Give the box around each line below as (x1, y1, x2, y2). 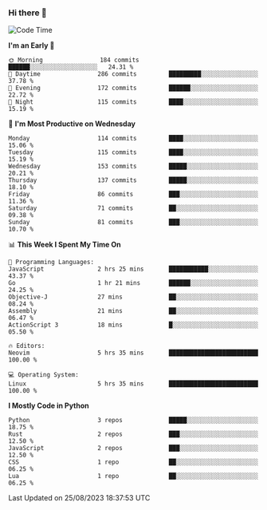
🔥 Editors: (8, 342, 45, 350)
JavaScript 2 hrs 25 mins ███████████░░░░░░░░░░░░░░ (8, 265, 259, 274)
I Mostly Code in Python (8, 401, 89, 410)
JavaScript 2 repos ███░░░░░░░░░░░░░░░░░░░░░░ (8, 445, 259, 453)
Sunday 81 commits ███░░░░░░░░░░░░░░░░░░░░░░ (8, 219, 259, 227)
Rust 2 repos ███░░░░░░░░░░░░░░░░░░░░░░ (8, 430, 259, 438)
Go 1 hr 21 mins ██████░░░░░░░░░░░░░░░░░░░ (8, 279, 259, 287)
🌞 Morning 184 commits (8, 56, 139, 65)
